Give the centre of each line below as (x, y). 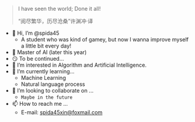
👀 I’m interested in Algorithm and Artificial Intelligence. (79, 65)
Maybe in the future (47, 97)
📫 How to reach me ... (40, 104)
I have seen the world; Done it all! (59, 9)
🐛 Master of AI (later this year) (49, 52)
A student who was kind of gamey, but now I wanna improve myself (105, 39)
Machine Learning (43, 78)
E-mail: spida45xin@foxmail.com (62, 112)
